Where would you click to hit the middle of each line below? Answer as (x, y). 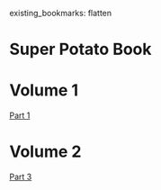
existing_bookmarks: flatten (61, 13)
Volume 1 (44, 90)
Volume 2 (45, 152)
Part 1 (20, 115)
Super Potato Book (80, 50)
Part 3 (21, 177)
